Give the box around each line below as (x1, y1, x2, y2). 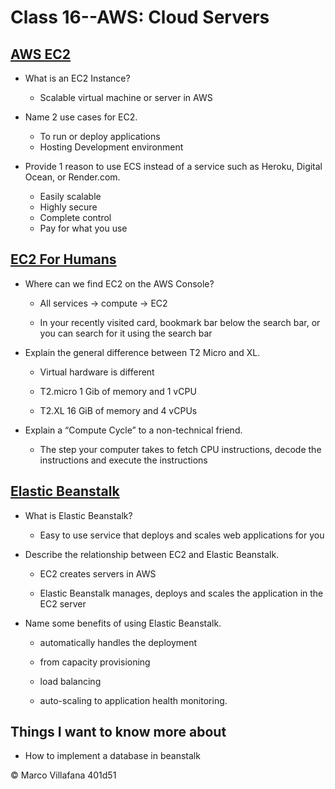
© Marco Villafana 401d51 (10, 769, 117, 781)
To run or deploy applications (39, 131, 161, 142)
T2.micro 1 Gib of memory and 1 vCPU (39, 385, 197, 397)
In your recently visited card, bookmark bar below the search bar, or (39, 316, 321, 328)
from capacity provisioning (39, 656, 151, 668)
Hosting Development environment (39, 141, 184, 153)
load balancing (39, 675, 102, 687)
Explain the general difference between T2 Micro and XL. (24, 346, 261, 358)
